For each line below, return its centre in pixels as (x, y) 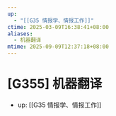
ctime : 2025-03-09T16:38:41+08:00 (58, 27)
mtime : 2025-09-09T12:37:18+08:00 (58, 47)
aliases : (20, 34)
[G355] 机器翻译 (55, 84)
